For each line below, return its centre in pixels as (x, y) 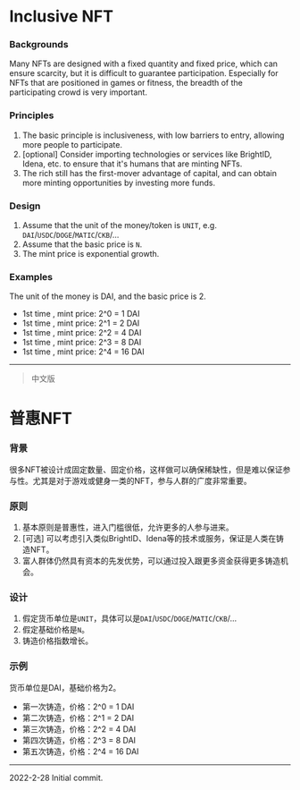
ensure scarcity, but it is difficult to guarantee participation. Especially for (144, 73)
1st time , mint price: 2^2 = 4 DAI (82, 333)
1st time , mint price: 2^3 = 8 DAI (82, 343)
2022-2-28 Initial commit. (56, 777)
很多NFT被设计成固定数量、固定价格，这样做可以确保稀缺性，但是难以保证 (146, 469)
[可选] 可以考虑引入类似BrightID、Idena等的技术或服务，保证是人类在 (149, 539)
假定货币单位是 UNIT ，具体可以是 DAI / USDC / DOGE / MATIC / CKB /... (129, 618)
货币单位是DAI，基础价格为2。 (65, 687)
